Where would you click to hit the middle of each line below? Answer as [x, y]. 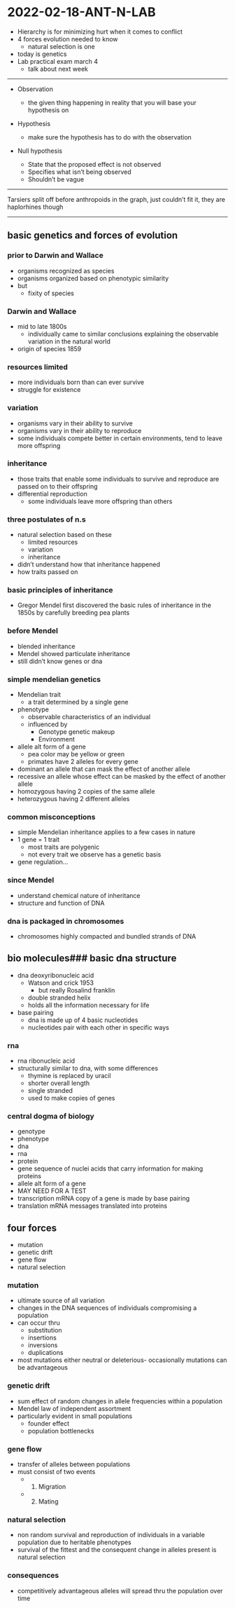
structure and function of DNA [61, 903]
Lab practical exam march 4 [58, 61]
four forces [32, 1228]
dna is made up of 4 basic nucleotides [83, 1020]
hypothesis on [48, 110]
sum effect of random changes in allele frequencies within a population [120, 1401]
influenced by [48, 724]
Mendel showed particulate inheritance [74, 653]
